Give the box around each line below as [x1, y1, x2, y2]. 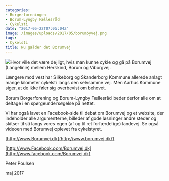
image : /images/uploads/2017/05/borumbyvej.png [5, 31, 107, 36]
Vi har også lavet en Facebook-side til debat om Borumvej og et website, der [5, 110, 164, 116]
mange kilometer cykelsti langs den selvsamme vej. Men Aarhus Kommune [5, 79, 161, 85]
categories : [5, 7, 30, 13]
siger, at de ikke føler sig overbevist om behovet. [5, 85, 106, 91]
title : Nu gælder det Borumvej [5, 45, 71, 50]
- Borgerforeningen [5, 12, 46, 17]
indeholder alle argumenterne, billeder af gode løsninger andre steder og [5, 115, 157, 121]
